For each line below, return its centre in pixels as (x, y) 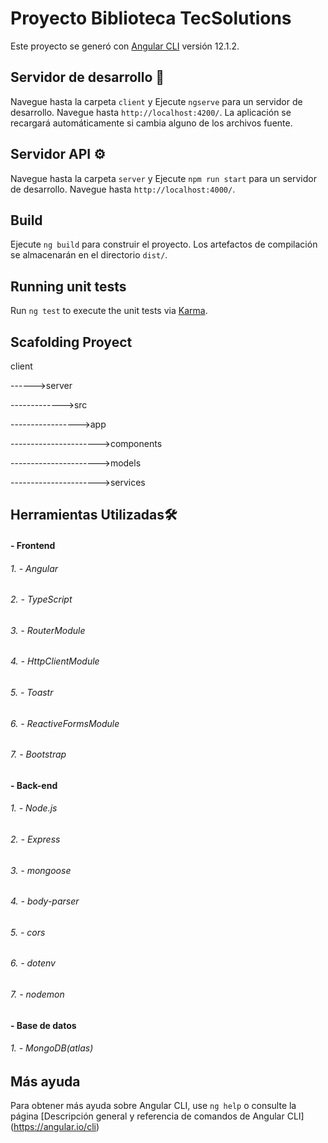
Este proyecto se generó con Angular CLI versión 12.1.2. (125, 46)
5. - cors (28, 932)
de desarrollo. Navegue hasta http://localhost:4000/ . (123, 189)
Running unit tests (68, 286)
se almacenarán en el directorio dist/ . (89, 255)
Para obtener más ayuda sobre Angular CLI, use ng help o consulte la (153, 1106)
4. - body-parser (45, 901)
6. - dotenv (33, 963)
